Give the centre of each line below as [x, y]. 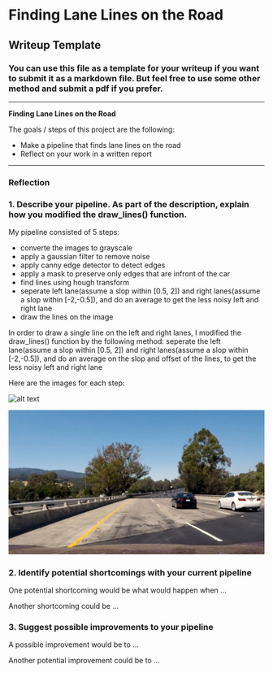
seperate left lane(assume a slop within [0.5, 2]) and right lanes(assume [140, 291]
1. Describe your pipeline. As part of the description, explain [129, 204]
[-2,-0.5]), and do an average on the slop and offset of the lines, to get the [132, 358]
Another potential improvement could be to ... [84, 661]
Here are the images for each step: [67, 383]
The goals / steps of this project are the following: [91, 129]
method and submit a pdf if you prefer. [86, 89]
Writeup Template [55, 45]
